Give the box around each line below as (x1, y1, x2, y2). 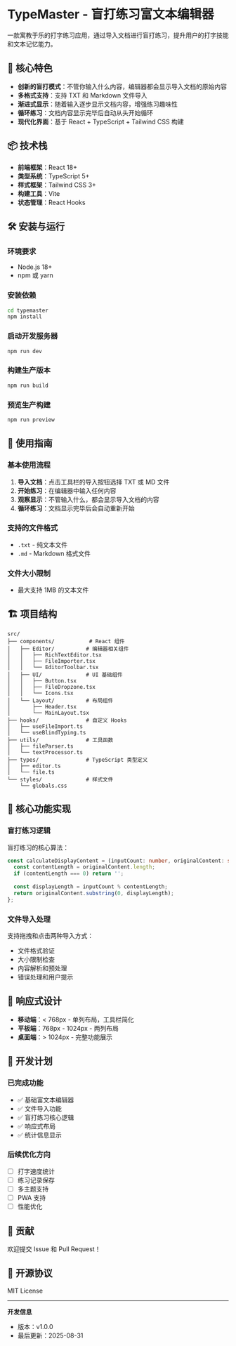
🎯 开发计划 (7, 1055, 53, 1067)
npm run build (7, 382, 49, 389)
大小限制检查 (17, 956, 55, 964)
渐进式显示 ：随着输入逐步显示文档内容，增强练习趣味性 (17, 100, 178, 108)
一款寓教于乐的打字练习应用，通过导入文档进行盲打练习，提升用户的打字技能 (7, 31, 229, 39)
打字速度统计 (17, 1167, 55, 1175)
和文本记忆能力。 (7, 39, 57, 48)
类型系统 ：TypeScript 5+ (17, 171, 90, 180)
